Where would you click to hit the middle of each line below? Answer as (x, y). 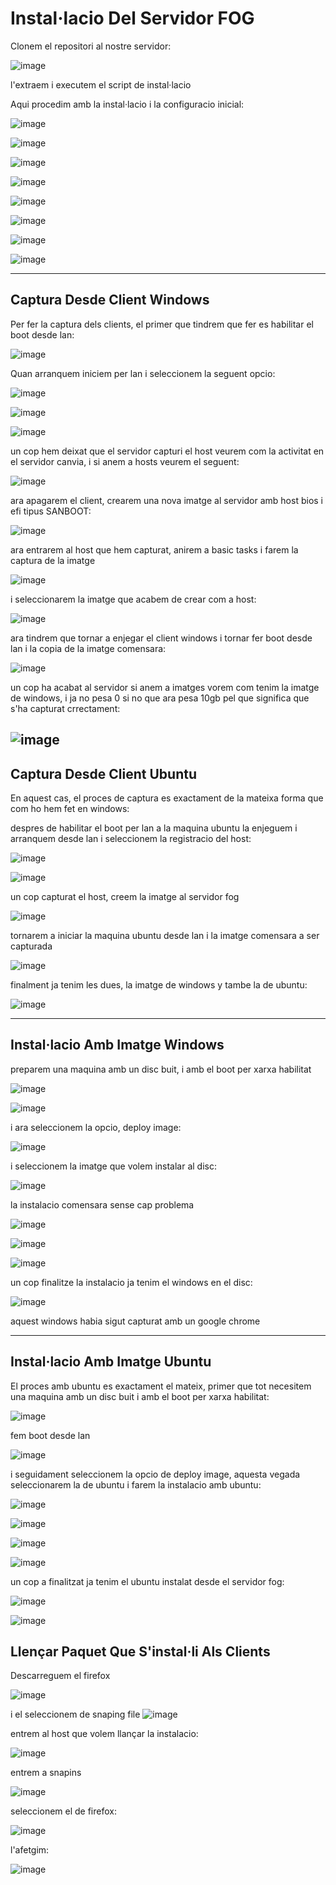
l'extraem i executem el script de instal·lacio (101, 84)
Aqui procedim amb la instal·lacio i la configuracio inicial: (127, 104)
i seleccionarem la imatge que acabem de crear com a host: (133, 599)
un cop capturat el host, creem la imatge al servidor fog (125, 896)
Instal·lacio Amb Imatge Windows (117, 1045)
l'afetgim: (30, 1850)
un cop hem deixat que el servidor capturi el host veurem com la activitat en (167, 451)
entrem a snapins (46, 1773)
